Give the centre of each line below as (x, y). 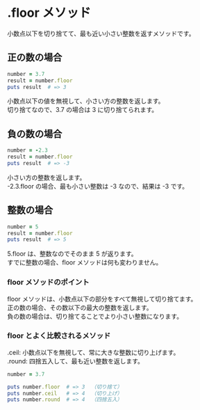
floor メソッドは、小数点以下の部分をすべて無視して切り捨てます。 (102, 299)
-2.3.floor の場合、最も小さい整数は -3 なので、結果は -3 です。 (98, 186)
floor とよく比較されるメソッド (59, 336)
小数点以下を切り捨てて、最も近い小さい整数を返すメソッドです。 (101, 33)
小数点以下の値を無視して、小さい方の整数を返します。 (86, 101)
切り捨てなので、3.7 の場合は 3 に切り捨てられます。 (83, 110)
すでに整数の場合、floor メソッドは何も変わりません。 (85, 262)
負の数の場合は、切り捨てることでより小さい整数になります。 (95, 316)
